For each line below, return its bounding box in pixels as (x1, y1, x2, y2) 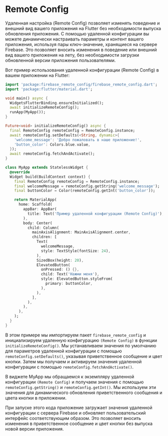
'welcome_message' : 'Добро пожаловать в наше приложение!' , (14, 137, 142, 142)
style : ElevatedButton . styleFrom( (40, 276, 113, 281)
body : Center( (23, 220, 52, 226)
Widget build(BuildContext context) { (9, 174, 91, 179)
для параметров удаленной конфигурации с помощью (5, 348, 122, 354)
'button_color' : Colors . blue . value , (14, 142, 91, 147)
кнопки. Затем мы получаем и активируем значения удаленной (5, 358, 142, 364)
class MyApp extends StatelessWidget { (5, 165, 88, 170)
